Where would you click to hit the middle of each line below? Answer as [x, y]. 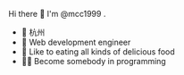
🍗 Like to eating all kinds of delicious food [98, 52]
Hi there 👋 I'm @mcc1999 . [57, 14]
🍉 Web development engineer [76, 42]
